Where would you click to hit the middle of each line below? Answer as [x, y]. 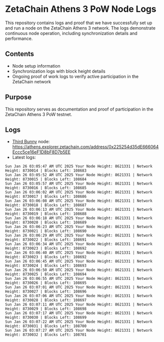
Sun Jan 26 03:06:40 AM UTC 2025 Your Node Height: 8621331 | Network [79, 253]
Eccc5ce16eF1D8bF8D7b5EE [41, 152]
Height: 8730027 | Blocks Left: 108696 [46, 292]
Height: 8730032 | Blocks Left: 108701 [46, 335]
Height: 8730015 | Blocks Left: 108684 [46, 179]
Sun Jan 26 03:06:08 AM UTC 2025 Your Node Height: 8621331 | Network [79, 201]
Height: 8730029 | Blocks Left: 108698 [46, 309]
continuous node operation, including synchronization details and [71, 33]
